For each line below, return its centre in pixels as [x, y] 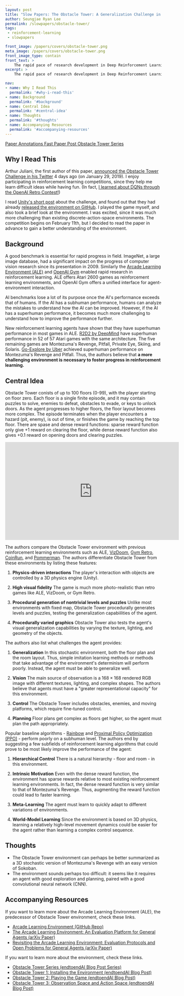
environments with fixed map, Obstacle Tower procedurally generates [84, 608]
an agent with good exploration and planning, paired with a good [78, 879]
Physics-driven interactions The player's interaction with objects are [83, 573]
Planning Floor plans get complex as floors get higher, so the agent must [87, 718]
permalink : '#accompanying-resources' [50, 129]
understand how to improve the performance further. [59, 318]
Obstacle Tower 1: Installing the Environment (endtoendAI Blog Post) [82, 972]
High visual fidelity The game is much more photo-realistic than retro [84, 588]
